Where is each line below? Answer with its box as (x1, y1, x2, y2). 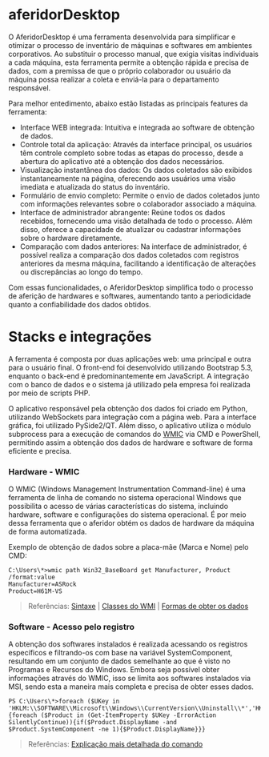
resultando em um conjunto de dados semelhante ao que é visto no (8, 656, 231, 666)
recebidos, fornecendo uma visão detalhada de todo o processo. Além (19, 216, 253, 226)
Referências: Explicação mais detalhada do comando (27, 739, 203, 749)
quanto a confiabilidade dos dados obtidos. (8, 299, 151, 309)
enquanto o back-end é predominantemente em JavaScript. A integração (8, 370, 250, 381)
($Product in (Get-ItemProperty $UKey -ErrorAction (40, 711, 217, 719)
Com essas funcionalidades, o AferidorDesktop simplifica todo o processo (8, 282, 254, 292)
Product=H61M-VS (8, 587, 62, 595)
